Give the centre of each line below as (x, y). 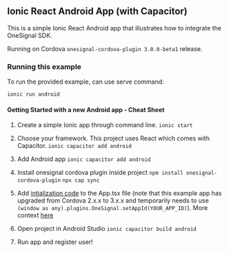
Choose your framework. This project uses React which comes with (113, 138)
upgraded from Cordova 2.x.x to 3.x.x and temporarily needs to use (113, 200)
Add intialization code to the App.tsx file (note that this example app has (119, 194)
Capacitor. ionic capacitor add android (74, 146)
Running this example (44, 66)
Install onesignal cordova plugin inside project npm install (100, 173)
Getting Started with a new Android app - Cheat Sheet (86, 109)
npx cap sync (81, 180)
